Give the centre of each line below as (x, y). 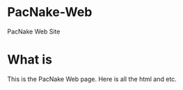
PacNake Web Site (34, 31)
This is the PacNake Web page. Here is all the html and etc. (92, 79)
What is (30, 60)
